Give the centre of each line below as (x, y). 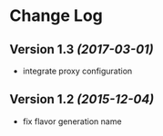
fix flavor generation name (72, 121)
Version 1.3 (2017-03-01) (81, 49)
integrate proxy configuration (77, 71)
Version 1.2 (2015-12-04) (82, 99)
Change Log (56, 16)
